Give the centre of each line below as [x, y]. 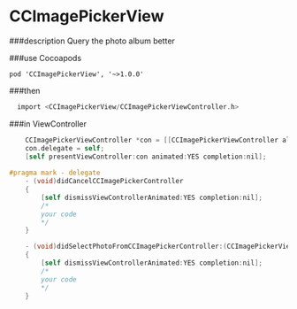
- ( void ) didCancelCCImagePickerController [104, 182]
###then [25, 90]
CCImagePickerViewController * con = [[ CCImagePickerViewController [152, 140]
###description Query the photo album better [92, 41]
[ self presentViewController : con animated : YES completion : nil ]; [146, 157]
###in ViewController [48, 124]
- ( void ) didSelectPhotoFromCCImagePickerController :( [126, 247]
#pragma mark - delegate [55, 173]
